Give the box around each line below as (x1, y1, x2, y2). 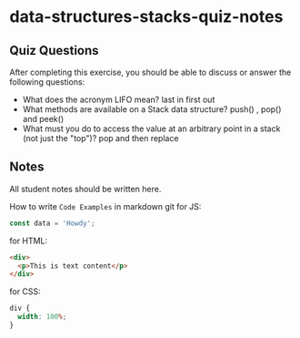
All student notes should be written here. (9, 183, 162, 194)
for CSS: (9, 286, 41, 297)
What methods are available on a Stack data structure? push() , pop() (22, 104, 282, 115)
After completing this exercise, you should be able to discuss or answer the (9, 67, 292, 77)
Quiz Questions (9, 43, 99, 58)
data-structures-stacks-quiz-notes (9, 6, 284, 27)
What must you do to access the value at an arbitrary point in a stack (22, 123, 281, 134)
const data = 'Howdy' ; (9, 219, 95, 228)
